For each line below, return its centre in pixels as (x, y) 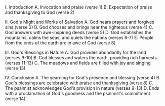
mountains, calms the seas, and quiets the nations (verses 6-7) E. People (80, 37)
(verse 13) (15, 68)
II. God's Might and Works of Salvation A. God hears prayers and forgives (80, 22)
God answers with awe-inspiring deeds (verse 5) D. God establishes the (78, 32)
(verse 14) (15, 99)
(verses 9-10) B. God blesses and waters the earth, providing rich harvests (81, 58)
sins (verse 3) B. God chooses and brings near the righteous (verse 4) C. (79, 27)
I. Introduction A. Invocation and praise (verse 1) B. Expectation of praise (79, 7)
